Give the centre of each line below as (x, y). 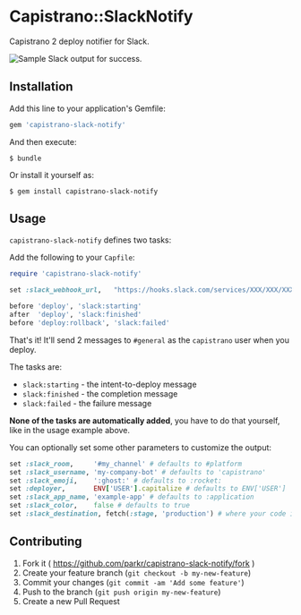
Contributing (46, 542)
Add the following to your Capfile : (72, 258)
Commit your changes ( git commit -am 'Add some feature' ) (133, 582)
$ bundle (26, 158)
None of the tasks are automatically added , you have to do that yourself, (145, 420)
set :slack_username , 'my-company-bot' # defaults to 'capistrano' (138, 472)
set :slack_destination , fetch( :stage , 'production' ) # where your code (148, 514)
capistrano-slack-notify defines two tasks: (90, 240)
